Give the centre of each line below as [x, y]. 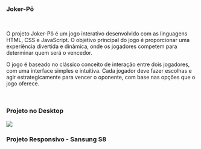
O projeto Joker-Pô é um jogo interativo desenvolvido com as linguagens [97, 34]
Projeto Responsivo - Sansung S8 [56, 139]
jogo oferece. [23, 84]
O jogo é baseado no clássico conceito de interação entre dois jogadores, [98, 64]
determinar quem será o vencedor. [49, 53]
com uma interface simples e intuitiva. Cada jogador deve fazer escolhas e [99, 71]
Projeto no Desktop [35, 111]
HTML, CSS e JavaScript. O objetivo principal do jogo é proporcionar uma [98, 40]
